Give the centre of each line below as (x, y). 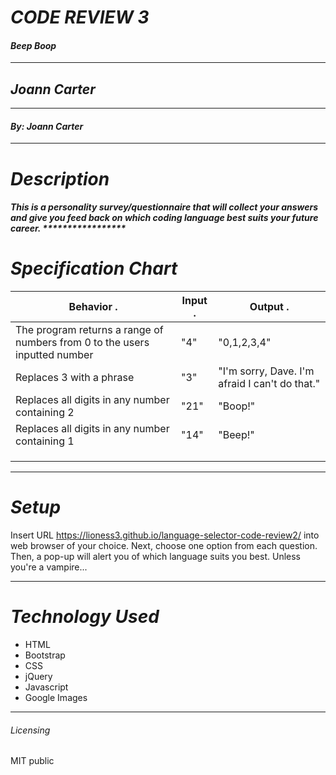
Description (60, 178)
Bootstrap (45, 655)
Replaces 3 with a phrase (75, 378)
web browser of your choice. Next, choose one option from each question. (164, 546)
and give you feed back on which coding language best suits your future (164, 218)
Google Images (56, 697)
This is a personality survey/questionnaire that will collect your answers (164, 207)
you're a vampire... (49, 567)
